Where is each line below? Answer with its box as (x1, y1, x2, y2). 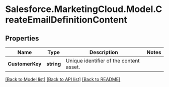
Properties (5, 34, 39, 42)
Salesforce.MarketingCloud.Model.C (5, 3, 162, 15)
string (46, 60, 61, 67)
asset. (65, 63, 80, 70)
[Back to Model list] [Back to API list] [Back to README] (5, 76, 121, 82)
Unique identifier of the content (65, 57, 140, 64)
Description (90, 49, 118, 55)
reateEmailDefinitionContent (5, 14, 127, 25)
